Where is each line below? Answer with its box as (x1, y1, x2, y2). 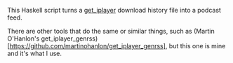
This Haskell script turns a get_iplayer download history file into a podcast (7, 6, 221, 14)
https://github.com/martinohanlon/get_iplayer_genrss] (9, 42, 166, 50)
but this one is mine (168, 42, 226, 50)
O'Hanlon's (7, 34, 40, 43)
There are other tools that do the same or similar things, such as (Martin (7, 27, 215, 35)
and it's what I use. (7, 49, 62, 57)
